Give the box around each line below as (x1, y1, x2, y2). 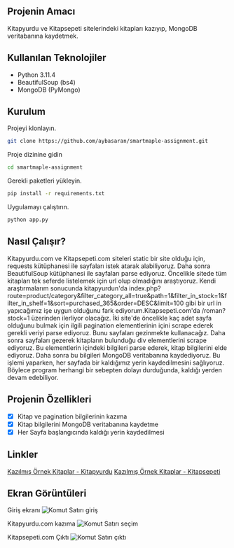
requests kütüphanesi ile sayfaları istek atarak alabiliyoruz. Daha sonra (7, 262, 211, 270)
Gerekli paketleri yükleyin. (7, 176, 82, 185)
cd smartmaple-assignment (7, 164, 83, 171)
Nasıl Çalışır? (7, 236, 67, 248)
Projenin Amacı (7, 6, 76, 17)
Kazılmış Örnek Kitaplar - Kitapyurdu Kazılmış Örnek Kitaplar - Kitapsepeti (7, 467, 221, 475)
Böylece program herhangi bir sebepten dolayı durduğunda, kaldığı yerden (7, 365, 222, 374)
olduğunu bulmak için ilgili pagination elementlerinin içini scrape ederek (7, 321, 214, 330)
